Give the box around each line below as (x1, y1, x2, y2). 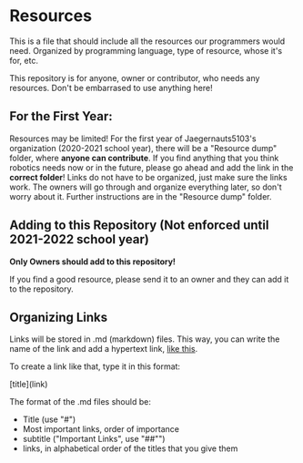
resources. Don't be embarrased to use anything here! (9, 82, 213, 93)
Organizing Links (9, 309, 108, 324)
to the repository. (9, 283, 75, 294)
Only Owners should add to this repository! (9, 256, 176, 267)
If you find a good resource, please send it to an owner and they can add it (9, 273, 289, 284)
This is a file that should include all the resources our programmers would (9, 36, 286, 46)
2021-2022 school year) (9, 231, 150, 247)
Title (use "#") (22, 414, 76, 425)
